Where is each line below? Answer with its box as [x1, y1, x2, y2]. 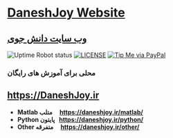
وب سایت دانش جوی [7, 33, 87, 44]
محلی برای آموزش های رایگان [7, 68, 95, 78]
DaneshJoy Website [7, 5, 126, 21]
